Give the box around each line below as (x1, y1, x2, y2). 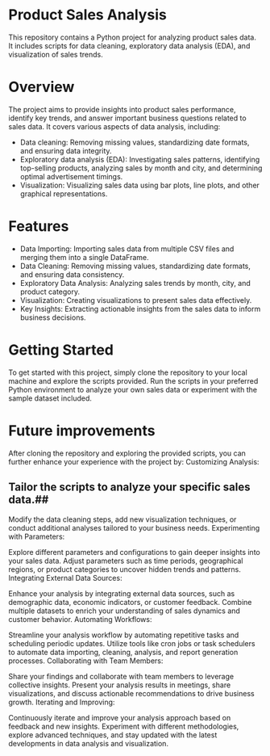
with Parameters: (8, 531, 65, 541)
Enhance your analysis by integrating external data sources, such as (8, 588, 235, 598)
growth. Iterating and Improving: (8, 697, 115, 707)
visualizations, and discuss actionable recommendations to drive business (8, 688, 255, 698)
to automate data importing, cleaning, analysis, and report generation (8, 647, 239, 657)
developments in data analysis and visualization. (8, 738, 169, 748)
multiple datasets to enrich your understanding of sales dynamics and (8, 606, 240, 615)
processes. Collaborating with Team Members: (8, 656, 164, 666)
